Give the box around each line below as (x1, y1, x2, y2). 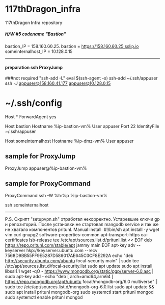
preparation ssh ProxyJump (5, 64, 63, 70)
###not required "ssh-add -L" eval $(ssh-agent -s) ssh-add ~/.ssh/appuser (5, 75, 158, 81)
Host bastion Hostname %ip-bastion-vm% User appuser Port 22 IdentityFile (5, 124, 160, 129)
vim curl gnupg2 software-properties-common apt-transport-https (5, 231, 140, 237)
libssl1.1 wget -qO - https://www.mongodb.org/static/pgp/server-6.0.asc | (5, 268, 154, 274)
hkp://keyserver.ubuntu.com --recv (26, 247, 98, 253)
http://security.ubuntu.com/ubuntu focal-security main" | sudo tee (5, 257, 139, 263)
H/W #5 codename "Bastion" (5, 31, 66, 37)
